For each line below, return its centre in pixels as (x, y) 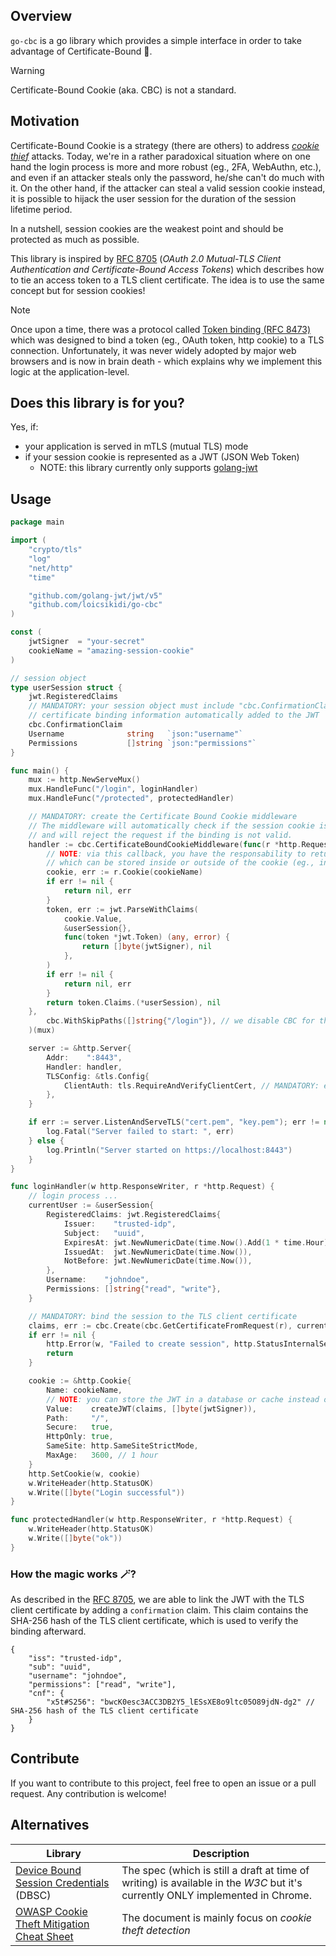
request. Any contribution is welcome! (88, 1793)
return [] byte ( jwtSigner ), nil (147, 947)
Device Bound (48, 1870)
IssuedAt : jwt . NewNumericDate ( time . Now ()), (158, 1252)
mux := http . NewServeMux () (84, 780)
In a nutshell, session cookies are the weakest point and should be (147, 228)
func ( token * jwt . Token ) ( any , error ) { (146, 937)
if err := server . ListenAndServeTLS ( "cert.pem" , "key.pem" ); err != (174, 1122)
